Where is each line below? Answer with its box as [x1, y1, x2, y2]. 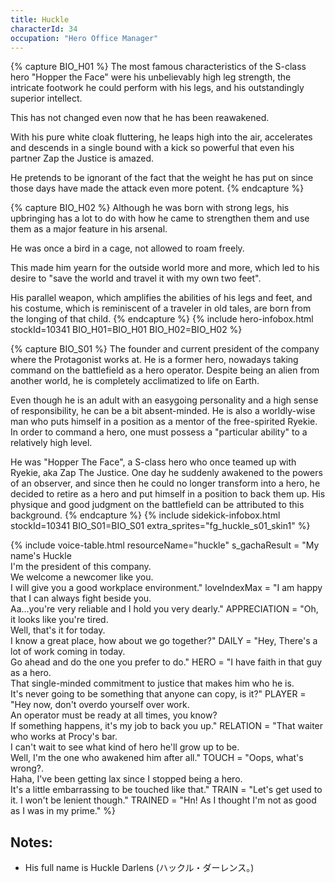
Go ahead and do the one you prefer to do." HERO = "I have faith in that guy [10, 656, 323, 668]
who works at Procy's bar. [10, 731, 118, 743]
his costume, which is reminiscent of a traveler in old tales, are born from [10, 302, 312, 315]
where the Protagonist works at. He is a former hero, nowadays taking [10, 354, 299, 366]
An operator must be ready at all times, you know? [10, 709, 218, 721]
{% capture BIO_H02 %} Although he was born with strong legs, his [10, 202, 290, 214]
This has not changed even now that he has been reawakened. [10, 112, 270, 124]
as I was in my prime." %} [10, 805, 116, 817]
